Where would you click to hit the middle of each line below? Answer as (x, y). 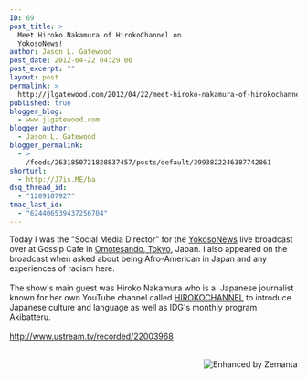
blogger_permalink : (47, 145)
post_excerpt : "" (42, 69)
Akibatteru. (31, 317)
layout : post (34, 78)
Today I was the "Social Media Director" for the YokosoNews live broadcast (151, 239)
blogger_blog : (37, 111)
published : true (40, 103)
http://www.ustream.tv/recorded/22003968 (91, 336)
